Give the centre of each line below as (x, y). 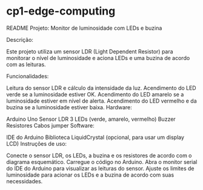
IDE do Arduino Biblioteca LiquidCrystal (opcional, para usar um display (95, 137)
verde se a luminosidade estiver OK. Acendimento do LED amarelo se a (95, 94)
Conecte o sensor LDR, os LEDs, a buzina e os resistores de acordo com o (99, 155)
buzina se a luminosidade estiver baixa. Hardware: (69, 107)
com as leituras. (26, 64)
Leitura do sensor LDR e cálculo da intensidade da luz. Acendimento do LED (101, 88)
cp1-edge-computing (61, 11)
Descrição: (20, 39)
